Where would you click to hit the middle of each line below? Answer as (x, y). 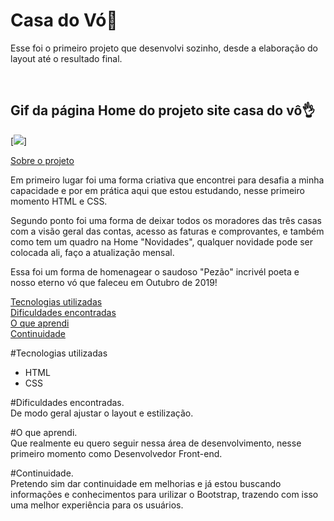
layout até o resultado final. (66, 58)
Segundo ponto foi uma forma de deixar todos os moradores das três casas (166, 220)
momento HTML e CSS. (59, 201)
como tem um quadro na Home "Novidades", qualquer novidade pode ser (162, 241)
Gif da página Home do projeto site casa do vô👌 (163, 110)
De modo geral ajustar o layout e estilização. (102, 413)
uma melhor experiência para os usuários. (97, 505)
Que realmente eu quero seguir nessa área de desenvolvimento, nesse (156, 443)
